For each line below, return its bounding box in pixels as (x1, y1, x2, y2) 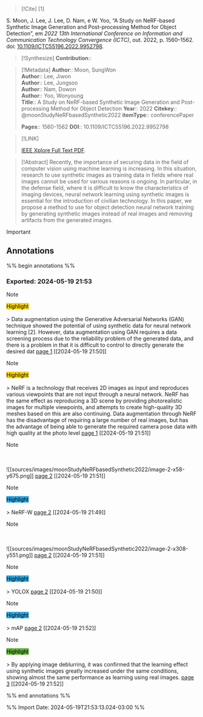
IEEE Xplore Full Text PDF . (21, 147, 86, 154)
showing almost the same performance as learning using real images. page (6, 674, 195, 681)
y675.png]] (6, 472, 34, 480)
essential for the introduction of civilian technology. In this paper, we (21, 197, 192, 204)
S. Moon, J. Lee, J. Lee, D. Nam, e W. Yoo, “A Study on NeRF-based (6, 17, 175, 24)
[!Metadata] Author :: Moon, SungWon (21, 66, 116, 73)
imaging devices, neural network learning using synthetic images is (21, 191, 190, 198)
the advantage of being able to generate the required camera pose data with (6, 423, 198, 430)
